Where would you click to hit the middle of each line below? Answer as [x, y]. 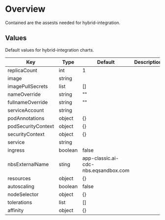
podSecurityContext [31, 126]
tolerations [20, 202]
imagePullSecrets [28, 86]
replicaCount [23, 70]
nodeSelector [23, 194]
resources [19, 178]
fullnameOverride [28, 102]
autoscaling [21, 186]
